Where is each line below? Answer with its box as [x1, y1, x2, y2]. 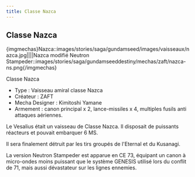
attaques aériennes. [14, 112, 63, 119]
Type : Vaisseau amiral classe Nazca [14, 87, 103, 94]
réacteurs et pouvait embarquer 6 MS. [6, 129, 98, 136]
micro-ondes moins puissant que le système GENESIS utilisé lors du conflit [6, 158, 187, 165]
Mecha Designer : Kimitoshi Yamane [14, 99, 102, 106]
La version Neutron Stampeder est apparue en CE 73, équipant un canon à [6, 152, 186, 159]
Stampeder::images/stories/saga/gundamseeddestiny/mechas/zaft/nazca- [6, 58, 186, 65]
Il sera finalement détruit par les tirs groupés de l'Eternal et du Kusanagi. [6, 141, 180, 148]
